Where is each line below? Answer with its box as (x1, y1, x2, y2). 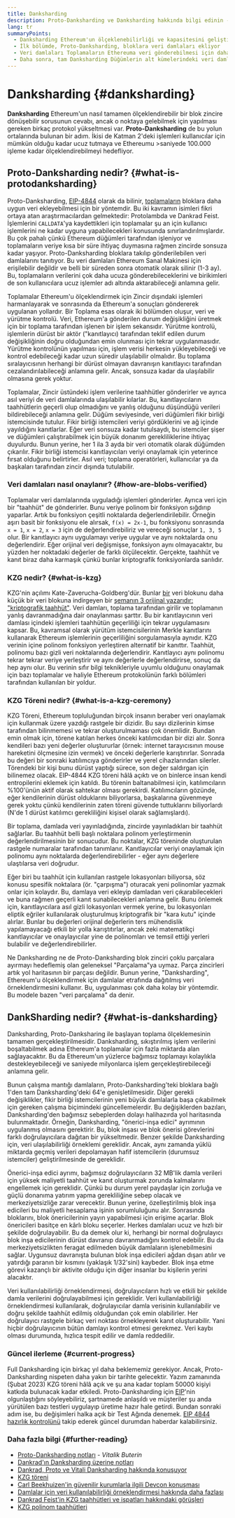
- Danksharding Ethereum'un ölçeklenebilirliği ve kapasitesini (13, 36, 205, 43)
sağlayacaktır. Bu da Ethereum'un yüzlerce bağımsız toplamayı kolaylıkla (7, 1052, 216, 1061)
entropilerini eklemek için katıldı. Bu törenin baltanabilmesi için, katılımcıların (7, 779, 226, 787)
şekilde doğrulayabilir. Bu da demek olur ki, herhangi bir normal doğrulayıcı (7, 1228, 223, 1237)
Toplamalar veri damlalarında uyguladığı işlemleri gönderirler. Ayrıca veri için (7, 495, 227, 504)
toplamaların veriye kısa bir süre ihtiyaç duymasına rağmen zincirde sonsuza (7, 241, 227, 250)
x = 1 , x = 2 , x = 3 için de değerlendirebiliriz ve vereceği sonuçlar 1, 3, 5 (7, 525, 222, 534)
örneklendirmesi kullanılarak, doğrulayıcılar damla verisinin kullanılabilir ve (7, 1302, 220, 1310)
